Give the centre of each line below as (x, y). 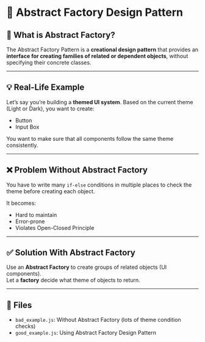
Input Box (27, 127)
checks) (25, 326)
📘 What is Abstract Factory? (61, 35)
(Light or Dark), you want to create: (50, 109)
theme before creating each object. (51, 191)
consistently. (22, 145)
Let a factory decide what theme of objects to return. (73, 280)
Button (23, 120)
